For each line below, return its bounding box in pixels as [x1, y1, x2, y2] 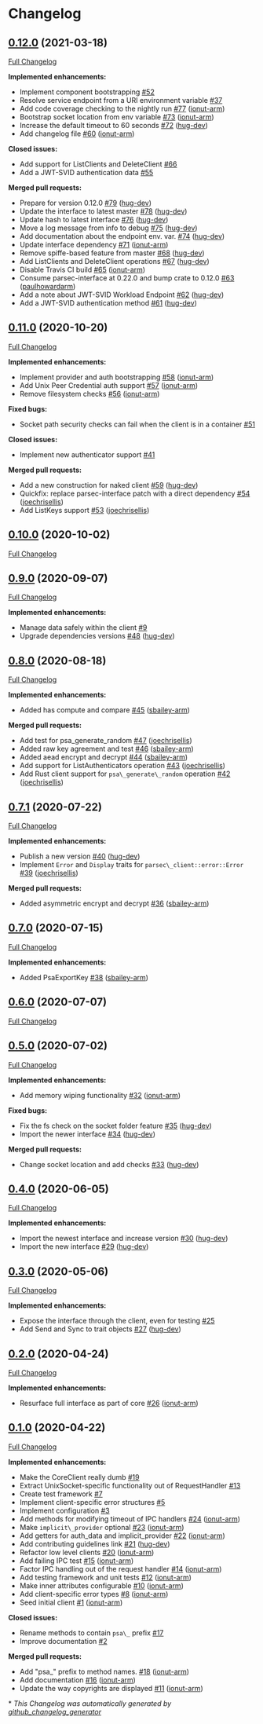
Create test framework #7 [19, 1489, 104, 1499]
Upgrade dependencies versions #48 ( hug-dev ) [19, 631, 175, 641]
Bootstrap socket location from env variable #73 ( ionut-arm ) [19, 112, 214, 122]
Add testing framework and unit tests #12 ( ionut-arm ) [19, 1572, 192, 1582]
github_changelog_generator [8, 1707, 102, 1716]
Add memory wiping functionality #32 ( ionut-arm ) [19, 1090, 181, 1100]
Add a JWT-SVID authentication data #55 [19, 168, 154, 177]
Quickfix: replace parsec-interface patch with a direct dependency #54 [19, 489, 250, 498]
